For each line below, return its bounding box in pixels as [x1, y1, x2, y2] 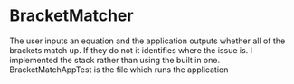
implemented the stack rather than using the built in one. [9, 54, 220, 65]
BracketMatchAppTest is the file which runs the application [9, 64, 229, 75]
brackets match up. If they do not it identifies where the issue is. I [9, 44, 253, 55]
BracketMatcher [9, 5, 134, 26]
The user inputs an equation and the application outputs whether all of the [9, 35, 286, 46]
